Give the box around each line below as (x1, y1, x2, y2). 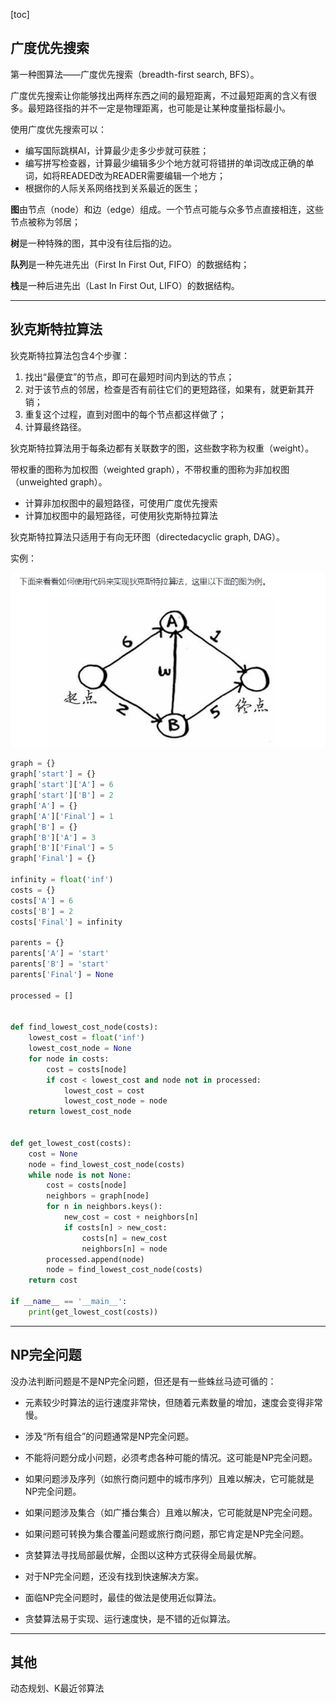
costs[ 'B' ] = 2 (10, 906, 74, 916)
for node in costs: (28, 1054, 110, 1064)
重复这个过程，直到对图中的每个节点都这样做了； (24, 408, 227, 420)
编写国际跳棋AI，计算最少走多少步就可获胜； (24, 144, 210, 156)
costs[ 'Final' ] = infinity (10, 917, 123, 927)
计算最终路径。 (24, 420, 87, 433)
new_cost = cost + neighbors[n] (63, 1212, 199, 1222)
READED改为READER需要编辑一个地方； (59, 169, 227, 181)
